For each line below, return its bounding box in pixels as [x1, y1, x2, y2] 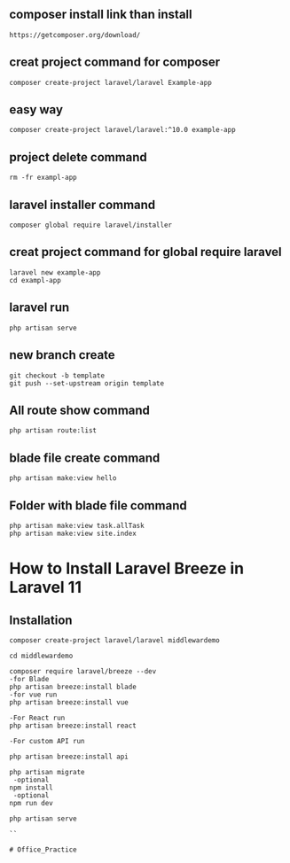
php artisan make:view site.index [9, 529, 137, 538]
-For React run [9, 713, 66, 722]
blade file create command [9, 450, 161, 465]
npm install [9, 783, 53, 792]
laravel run [9, 300, 70, 315]
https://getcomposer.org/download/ [9, 30, 141, 39]
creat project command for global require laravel [9, 245, 282, 260]
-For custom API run [9, 736, 86, 745]
